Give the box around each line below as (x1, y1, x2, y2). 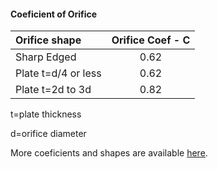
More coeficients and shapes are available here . (10, 147, 208, 159)
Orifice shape (15, 33, 82, 47)
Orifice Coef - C (111, 33, 191, 47)
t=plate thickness (10, 108, 82, 120)
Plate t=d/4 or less (15, 66, 102, 80)
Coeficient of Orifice (10, 8, 98, 20)
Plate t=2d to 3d (15, 83, 92, 97)
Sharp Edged (15, 50, 77, 64)
